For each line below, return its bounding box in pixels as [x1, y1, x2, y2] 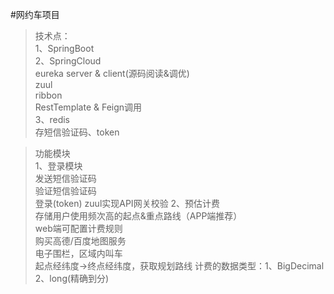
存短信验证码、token [34, 126, 120, 138]
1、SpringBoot [34, 43, 95, 54]
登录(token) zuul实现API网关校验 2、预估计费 [34, 198, 221, 209]
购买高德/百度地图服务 [34, 235, 127, 247]
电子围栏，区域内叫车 [34, 248, 123, 259]
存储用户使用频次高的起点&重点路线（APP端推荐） [34, 210, 243, 222]
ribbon [34, 89, 63, 101]
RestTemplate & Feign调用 [34, 101, 143, 113]
